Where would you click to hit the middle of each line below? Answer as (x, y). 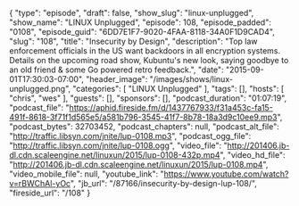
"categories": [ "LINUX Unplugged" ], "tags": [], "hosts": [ (179, 89)
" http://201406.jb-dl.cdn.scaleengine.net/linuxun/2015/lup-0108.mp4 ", (139, 165)
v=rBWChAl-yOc (40, 183)
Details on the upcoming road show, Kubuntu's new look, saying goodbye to (149, 60)
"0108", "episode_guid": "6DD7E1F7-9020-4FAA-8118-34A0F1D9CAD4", (142, 32)
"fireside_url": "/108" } (50, 193)
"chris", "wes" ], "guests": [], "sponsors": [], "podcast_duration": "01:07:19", (148, 98)
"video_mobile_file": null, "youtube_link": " (87, 174)
